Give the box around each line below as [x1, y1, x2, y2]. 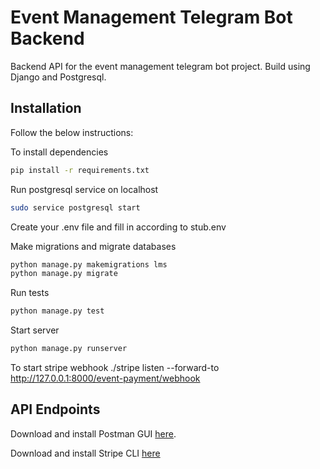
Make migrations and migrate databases [10, 240, 177, 252]
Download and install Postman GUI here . [10, 427, 177, 440]
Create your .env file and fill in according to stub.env [10, 221, 227, 233]
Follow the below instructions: [10, 126, 134, 138]
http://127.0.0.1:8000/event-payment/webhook [10, 372, 201, 384]
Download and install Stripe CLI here [10, 447, 161, 459]
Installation [10, 100, 82, 117]
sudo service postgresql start [10, 202, 141, 213]
